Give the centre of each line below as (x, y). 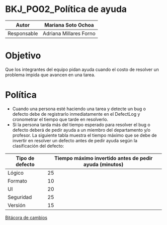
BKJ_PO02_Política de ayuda (66, 9)
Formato (17, 181)
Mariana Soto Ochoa (69, 25)
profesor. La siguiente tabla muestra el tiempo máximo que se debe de (84, 135)
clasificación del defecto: (38, 146)
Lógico (16, 173)
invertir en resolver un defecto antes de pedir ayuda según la (75, 140)
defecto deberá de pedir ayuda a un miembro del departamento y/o (81, 130)
